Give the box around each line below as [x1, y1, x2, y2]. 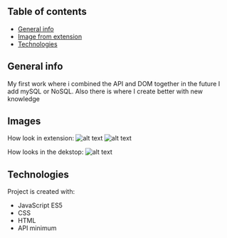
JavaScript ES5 [17, 201, 63, 209]
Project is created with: [7, 187, 75, 196]
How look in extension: [7, 134, 75, 143]
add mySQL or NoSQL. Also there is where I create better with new [7, 87, 204, 95]
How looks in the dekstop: [7, 148, 84, 156]
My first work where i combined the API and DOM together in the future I [7, 79, 221, 88]
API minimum [17, 224, 57, 232]
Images [7, 115, 41, 128]
